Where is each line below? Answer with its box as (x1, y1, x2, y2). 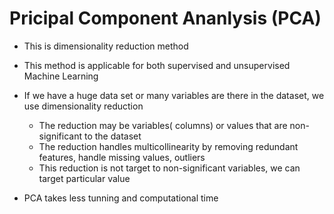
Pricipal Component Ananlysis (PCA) (9, 7, 322, 30)
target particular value (38, 172, 131, 184)
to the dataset (83, 130, 142, 142)
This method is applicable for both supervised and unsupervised (23, 59, 291, 71)
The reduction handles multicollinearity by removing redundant (38, 140, 299, 152)
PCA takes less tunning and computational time (23, 192, 219, 204)
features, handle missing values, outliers (38, 151, 206, 163)
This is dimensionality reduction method (23, 40, 189, 52)
